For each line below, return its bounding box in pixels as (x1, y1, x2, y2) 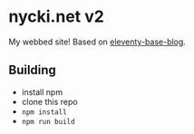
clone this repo (21, 96, 78, 107)
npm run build (21, 117, 75, 126)
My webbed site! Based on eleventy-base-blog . (8, 36, 187, 47)
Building (8, 62, 56, 78)
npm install (21, 107, 67, 117)
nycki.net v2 (8, 6, 105, 27)
